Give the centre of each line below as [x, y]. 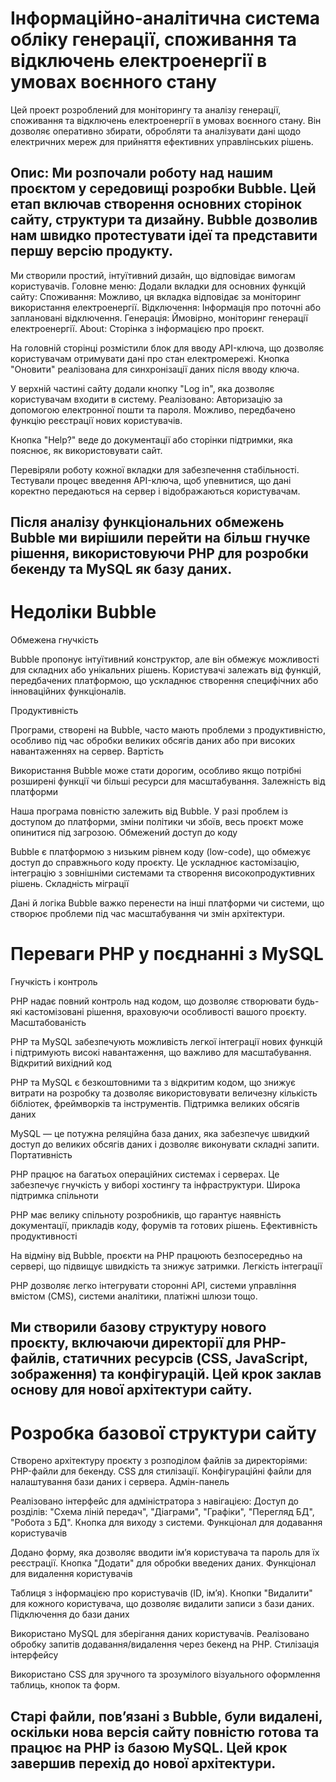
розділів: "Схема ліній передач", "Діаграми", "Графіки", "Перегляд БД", [162, 1512]
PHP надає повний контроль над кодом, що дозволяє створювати [151, 1001]
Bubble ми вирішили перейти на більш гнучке [160, 538]
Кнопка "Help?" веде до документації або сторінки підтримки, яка [151, 439]
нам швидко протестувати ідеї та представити [164, 235]
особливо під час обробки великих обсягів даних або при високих [153, 741]
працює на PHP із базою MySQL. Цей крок [149, 1747]
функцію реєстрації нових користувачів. [96, 420]
